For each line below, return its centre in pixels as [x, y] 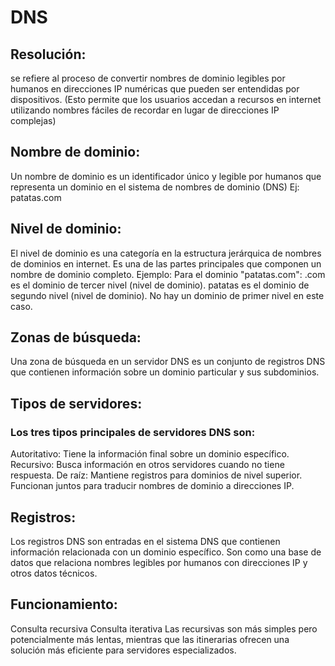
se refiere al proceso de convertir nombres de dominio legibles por [148, 78]
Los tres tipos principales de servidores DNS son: [133, 432]
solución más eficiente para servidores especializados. [123, 650]
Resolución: [48, 54]
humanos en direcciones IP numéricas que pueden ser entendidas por [155, 89]
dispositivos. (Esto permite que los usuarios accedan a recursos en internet [166, 99]
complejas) [33, 120]
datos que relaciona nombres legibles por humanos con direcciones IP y [159, 562]
